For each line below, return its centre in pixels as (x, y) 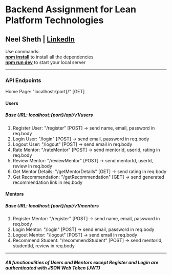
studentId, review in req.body (44, 246)
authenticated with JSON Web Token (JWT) (53, 268)
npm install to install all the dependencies (49, 57)
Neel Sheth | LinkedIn (40, 39)
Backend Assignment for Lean (71, 9)
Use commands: (23, 51)
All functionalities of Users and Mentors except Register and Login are (82, 263)
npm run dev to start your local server (46, 62)
